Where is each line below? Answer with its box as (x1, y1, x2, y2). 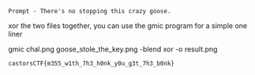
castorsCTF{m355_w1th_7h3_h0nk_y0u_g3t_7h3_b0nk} (8, 59, 175, 67)
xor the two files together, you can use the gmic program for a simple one (8, 21, 247, 30)
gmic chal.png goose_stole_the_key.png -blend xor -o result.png (8, 45, 218, 54)
